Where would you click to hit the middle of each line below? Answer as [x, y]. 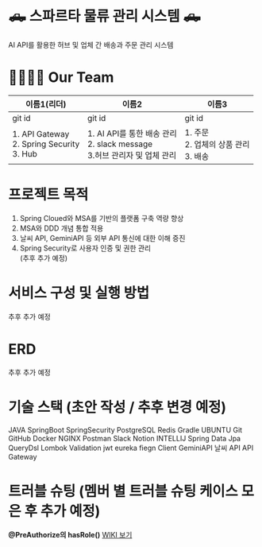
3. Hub [25, 153]
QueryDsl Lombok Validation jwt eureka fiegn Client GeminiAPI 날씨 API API [131, 448]
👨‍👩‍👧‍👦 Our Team [61, 78]
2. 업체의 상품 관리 [217, 144]
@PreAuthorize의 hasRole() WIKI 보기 [70, 534]
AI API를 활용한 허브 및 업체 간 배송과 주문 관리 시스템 [91, 45]
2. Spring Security [46, 144]
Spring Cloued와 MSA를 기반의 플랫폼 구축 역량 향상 [102, 218]
